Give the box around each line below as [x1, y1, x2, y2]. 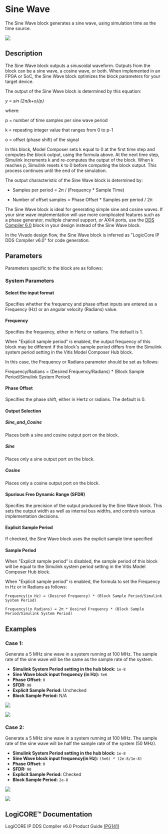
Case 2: [5, 723, 24, 730]
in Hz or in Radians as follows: [5, 584, 67, 590]
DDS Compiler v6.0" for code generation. [5, 237, 90, 243]
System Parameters [5, 277, 54, 284]
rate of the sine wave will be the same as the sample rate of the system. [5, 656, 153, 662]
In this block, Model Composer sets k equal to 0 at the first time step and [5, 146, 155, 152]
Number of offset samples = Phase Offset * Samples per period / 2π [12, 196, 153, 202]
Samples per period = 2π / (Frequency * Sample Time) [12, 186, 124, 193]
